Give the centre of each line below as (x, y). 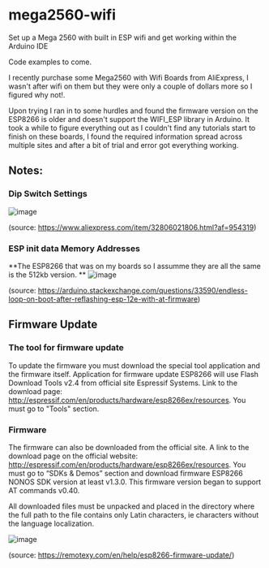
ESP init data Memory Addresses (74, 248)
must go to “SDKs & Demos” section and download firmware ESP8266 (126, 473)
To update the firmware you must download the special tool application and (134, 365)
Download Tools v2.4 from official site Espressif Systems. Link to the (123, 383)
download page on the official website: (73, 456)
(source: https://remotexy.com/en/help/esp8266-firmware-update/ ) (122, 555)
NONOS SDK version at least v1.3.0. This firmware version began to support (135, 482)
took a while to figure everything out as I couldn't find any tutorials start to (132, 128)
